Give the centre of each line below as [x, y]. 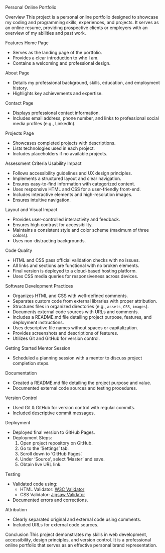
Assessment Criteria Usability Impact [43, 163]
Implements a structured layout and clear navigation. [67, 178]
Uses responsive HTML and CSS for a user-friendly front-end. [77, 189]
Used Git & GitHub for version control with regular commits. [74, 407]
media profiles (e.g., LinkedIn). [44, 123]
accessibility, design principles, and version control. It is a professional [78, 540]
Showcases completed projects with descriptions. [64, 143]
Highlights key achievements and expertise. [57, 93]
